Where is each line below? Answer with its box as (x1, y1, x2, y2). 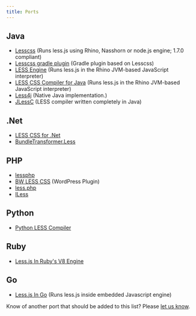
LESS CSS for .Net (14, 132, 61, 139)
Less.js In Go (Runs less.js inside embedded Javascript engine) (14, 291, 172, 298)
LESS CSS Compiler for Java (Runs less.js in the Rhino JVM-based (14, 79, 180, 86)
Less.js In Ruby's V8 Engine (14, 257, 84, 265)
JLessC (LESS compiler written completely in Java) (14, 98, 142, 105)
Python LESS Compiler (14, 224, 72, 231)
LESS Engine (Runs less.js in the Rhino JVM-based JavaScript (14, 66, 169, 73)
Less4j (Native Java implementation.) (14, 91, 108, 99)
